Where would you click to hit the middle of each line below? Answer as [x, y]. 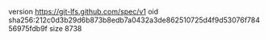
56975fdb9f [28, 28]
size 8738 [66, 28]
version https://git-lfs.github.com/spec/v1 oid [84, 12]
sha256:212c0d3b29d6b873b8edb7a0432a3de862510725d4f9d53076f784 [134, 20]
